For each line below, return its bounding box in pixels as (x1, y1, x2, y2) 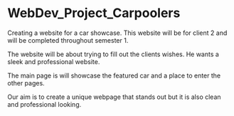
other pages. (7, 78, 45, 87)
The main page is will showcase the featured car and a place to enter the (7, 71, 221, 80)
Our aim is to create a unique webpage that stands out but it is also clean (7, 93, 222, 101)
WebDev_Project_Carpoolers (7, 5, 181, 21)
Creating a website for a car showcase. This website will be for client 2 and (7, 28, 228, 37)
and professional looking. (7, 100, 82, 108)
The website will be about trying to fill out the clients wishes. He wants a (7, 50, 219, 58)
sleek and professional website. (7, 57, 100, 65)
